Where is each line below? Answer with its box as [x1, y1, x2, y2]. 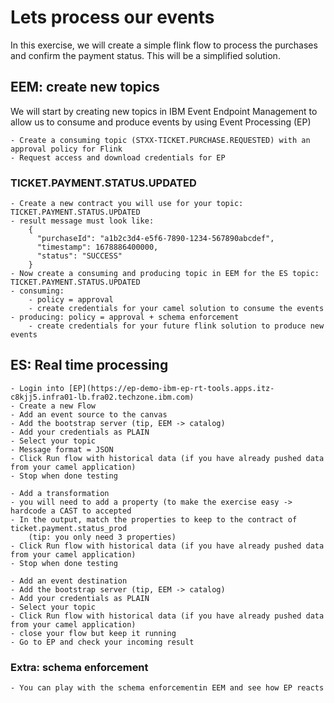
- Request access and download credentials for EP [10, 152, 226, 163]
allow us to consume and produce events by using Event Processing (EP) [10, 116, 312, 128]
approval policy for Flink [10, 144, 123, 154]
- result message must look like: [10, 216, 155, 226]
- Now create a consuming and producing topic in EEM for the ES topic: [10, 269, 320, 279]
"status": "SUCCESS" [36, 251, 123, 261]
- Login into [10, 383, 65, 393]
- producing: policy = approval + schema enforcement [10, 312, 240, 323]
